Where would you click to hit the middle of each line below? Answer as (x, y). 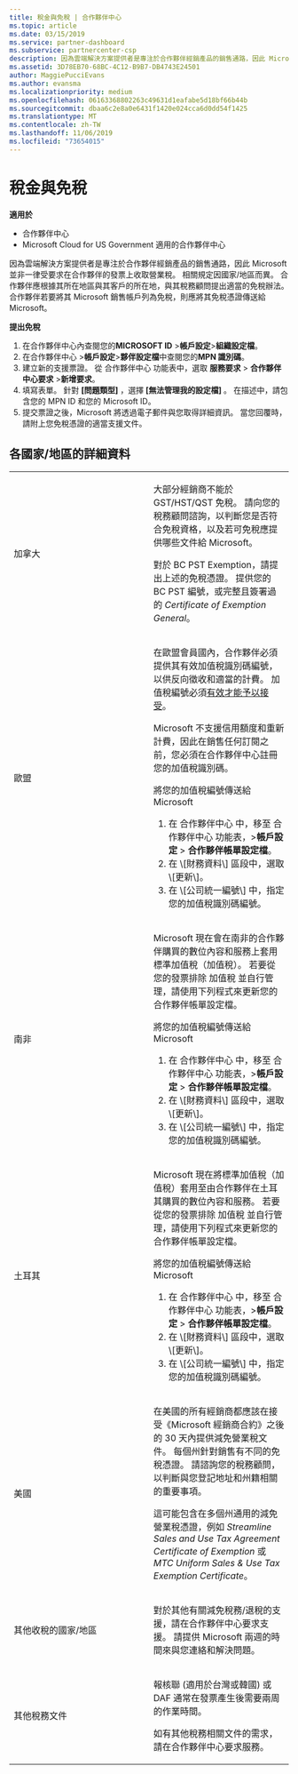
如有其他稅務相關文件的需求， (216, 1733)
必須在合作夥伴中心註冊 (229, 755)
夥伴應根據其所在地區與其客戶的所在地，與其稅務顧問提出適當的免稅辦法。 (153, 285)
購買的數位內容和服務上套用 (220, 951)
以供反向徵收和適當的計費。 (212, 679)
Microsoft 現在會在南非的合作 (215, 938)
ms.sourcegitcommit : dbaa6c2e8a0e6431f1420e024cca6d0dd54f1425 (129, 108)
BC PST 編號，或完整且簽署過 (215, 591)
